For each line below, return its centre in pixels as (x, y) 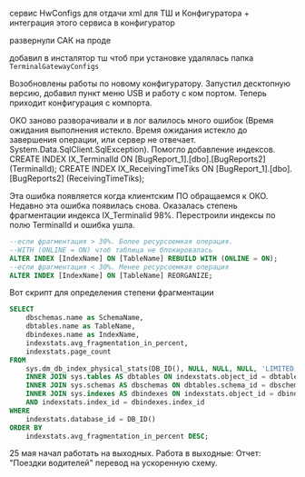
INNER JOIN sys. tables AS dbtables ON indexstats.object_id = (146, 377)
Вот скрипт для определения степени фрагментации (112, 293)
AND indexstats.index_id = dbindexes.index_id (115, 402)
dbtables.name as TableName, (81, 326)
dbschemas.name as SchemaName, (85, 318)
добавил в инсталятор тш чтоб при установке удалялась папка (132, 58)
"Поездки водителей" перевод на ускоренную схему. (113, 463)
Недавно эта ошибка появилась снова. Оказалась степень (123, 205)
